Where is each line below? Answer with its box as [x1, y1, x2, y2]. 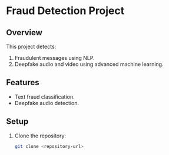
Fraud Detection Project [6, 4, 125, 18]
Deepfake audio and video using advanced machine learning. [14, 60, 164, 68]
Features [6, 77, 39, 87]
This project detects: [6, 43, 57, 50]
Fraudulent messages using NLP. [14, 55, 95, 61]
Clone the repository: [14, 132, 67, 139]
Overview [6, 28, 43, 38]
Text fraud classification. [14, 93, 75, 100]
